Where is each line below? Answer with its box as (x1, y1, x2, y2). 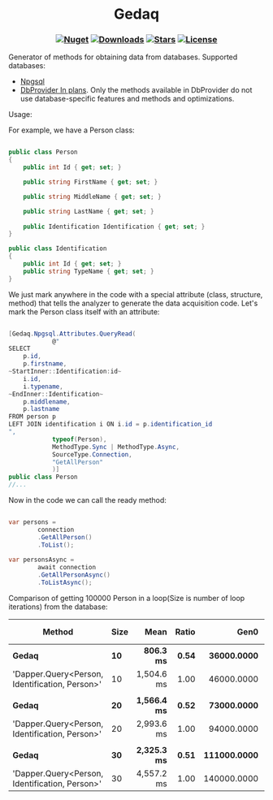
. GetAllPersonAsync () (37, 571, 111, 579)
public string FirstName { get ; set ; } (23, 178, 158, 187)
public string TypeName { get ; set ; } (23, 267, 154, 275)
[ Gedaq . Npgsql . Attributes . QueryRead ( (8, 330, 136, 338)
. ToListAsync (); (37, 578, 93, 587)
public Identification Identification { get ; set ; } (23, 223, 206, 231)
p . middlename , (23, 397, 71, 406)
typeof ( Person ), (51, 435, 107, 443)
